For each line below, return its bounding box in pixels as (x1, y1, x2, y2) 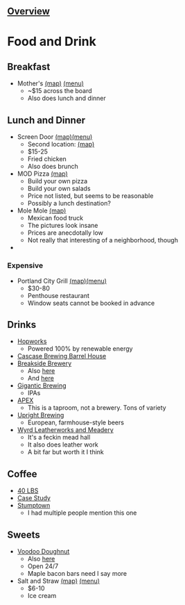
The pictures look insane (27, 222, 98, 230)
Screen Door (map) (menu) (17, 133, 93, 141)
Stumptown (17, 502, 51, 510)
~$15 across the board (27, 87, 92, 95)
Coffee (7, 468, 37, 480)
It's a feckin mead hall (27, 433, 91, 442)
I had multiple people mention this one (27, 508, 137, 517)
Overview (7, 6, 51, 17)
